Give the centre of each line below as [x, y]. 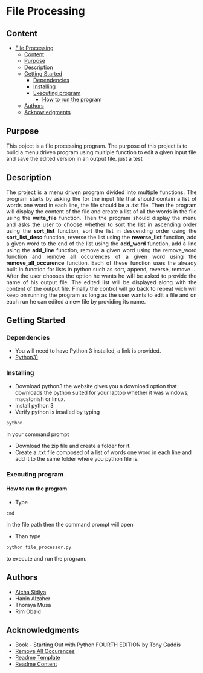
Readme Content [36, 664]
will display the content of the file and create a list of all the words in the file [101, 211]
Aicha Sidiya [31, 592]
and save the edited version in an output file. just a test [75, 158]
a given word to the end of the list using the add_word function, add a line [101, 244]
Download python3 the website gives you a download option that [96, 386]
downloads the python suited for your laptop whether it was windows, [102, 392]
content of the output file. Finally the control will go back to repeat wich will [101, 288]
